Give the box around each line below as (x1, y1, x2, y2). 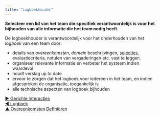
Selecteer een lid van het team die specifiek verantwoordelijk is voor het (5, 20, 155, 26)
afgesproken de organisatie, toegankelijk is (12, 81, 99, 87)
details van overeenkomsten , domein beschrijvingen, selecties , (12, 50, 139, 56)
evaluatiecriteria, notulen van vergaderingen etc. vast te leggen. (12, 55, 141, 61)
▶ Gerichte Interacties (5, 96, 50, 101)
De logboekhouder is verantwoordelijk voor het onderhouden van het (5, 35, 144, 41)
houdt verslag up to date (12, 70, 62, 76)
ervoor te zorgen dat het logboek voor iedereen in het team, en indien (12, 76, 153, 81)
